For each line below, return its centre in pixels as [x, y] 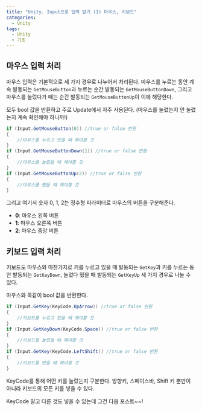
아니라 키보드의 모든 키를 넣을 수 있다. [50, 388]
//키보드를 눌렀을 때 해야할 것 [50, 340]
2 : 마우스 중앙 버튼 [37, 231]
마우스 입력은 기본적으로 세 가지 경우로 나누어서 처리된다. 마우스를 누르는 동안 [97, 82]
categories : [21, 18]
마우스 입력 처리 [34, 66]
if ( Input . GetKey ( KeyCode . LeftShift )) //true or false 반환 [82, 352]
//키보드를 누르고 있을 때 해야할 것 [55, 318]
